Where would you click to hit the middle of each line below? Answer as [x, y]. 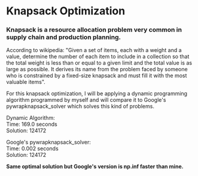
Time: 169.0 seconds [32, 125]
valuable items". [26, 82]
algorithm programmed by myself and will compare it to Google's [86, 100]
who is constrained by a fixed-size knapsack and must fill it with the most [97, 75]
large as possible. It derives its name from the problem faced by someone [97, 69]
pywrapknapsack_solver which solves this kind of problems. [80, 107]
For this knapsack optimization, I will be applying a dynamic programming [97, 93]
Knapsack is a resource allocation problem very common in [94, 30]
